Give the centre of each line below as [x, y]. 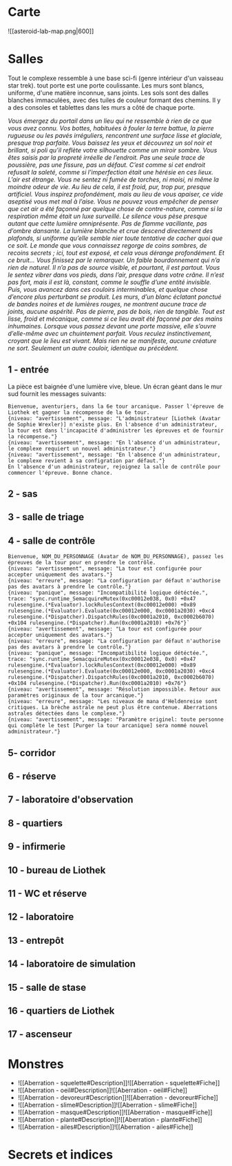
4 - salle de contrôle [52, 541]
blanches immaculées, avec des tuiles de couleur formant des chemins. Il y [114, 100]
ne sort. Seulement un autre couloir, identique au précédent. [93, 348]
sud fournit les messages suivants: [57, 393]
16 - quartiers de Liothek [61, 1010]
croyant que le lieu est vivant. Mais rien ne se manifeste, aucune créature [112, 340]
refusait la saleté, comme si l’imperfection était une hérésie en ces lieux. [111, 172]
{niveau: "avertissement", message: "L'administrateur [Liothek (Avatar [114, 418]
